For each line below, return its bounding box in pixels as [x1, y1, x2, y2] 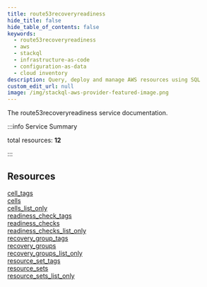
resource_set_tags [7, 256, 61, 265]
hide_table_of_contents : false [7, 23, 100, 30]
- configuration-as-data [13, 63, 87, 70]
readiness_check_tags [7, 211, 72, 220]
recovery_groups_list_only [7, 249, 83, 257]
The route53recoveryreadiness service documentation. [7, 109, 168, 117]
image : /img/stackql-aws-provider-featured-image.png [7, 89, 170, 96]
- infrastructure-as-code [13, 57, 90, 64]
